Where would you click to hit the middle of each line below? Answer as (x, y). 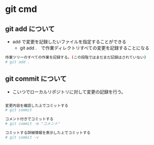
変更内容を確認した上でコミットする (37, 106)
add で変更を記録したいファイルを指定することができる (69, 42)
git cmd (21, 9)
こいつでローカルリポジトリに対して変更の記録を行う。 (69, 92)
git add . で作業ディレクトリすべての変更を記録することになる (84, 48)
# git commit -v (22, 137)
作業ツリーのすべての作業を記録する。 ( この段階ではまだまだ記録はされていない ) (76, 57)
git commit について (36, 79)
